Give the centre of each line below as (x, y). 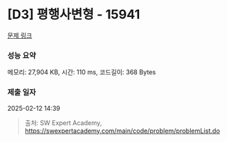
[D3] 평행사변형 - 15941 (74, 14)
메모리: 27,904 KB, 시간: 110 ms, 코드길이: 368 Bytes (82, 72)
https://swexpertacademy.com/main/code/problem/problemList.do (122, 131)
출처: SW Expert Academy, (63, 123)
